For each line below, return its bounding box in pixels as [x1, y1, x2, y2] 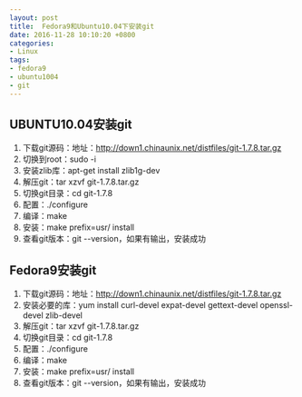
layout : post [9, 13, 59, 23]
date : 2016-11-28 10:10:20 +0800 [9, 30, 136, 39]
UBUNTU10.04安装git [9, 117, 133, 133]
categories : [9, 38, 54, 48]
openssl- [259, 300, 293, 311]
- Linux [9, 47, 39, 56]
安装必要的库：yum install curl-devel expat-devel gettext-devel [22, 300, 258, 311]
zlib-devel [44, 310, 83, 321]
